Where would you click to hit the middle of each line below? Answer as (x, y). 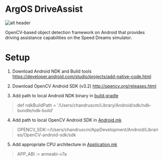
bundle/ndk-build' (35, 110)
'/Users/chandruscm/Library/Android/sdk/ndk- (104, 105)
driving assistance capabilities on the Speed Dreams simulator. (69, 38)
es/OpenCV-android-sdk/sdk (46, 135)
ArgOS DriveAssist (44, 9)
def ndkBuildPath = (37, 105)
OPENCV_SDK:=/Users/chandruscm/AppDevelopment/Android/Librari (88, 129)
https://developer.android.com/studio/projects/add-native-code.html (81, 76)
